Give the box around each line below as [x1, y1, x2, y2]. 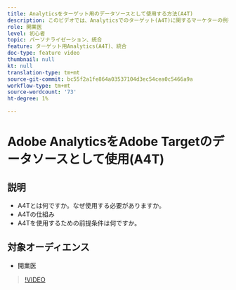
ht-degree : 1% [7, 95, 49, 103]
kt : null [7, 62, 33, 70]
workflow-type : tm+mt [7, 82, 71, 89]
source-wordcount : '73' [7, 88, 77, 95]
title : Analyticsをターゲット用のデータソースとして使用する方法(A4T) [7, 10, 193, 18]
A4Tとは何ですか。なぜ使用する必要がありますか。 [17, 202, 165, 209]
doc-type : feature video [7, 50, 80, 57]
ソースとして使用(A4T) [32, 152, 165, 167]
